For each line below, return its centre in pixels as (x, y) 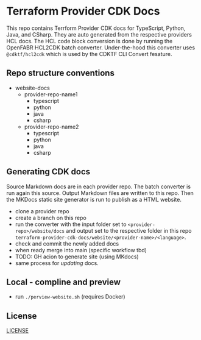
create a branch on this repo (51, 218)
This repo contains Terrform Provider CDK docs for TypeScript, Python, (96, 28)
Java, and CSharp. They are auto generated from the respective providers (99, 34)
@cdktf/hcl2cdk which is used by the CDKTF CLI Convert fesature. (89, 54)
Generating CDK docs (48, 172)
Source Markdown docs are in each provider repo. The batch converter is (98, 186)
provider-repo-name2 (51, 127)
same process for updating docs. (57, 263)
